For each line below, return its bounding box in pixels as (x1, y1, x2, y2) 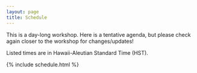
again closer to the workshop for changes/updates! (6, 37, 134, 45)
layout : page (6, 8, 39, 15)
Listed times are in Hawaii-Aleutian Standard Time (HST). (6, 49, 149, 56)
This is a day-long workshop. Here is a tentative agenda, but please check (6, 31, 192, 38)
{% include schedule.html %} (6, 61, 80, 68)
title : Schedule (6, 14, 47, 21)
